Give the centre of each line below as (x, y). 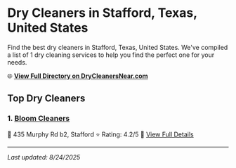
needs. (17, 62)
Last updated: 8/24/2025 (44, 157)
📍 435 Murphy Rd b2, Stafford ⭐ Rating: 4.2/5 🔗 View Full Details (101, 134)
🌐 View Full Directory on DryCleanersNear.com (78, 76)
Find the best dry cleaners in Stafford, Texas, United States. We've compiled (118, 47)
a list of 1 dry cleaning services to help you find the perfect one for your (111, 55)
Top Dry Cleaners (46, 99)
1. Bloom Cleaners (39, 119)
